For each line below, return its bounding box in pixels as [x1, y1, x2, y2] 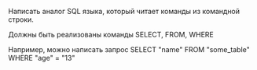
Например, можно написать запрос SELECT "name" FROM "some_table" [8, 45, 250, 54]
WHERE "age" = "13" [8, 54, 75, 62]
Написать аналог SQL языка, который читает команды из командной [8, 7, 240, 16]
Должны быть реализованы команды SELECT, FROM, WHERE [8, 30, 214, 39]
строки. [8, 15, 34, 24]
